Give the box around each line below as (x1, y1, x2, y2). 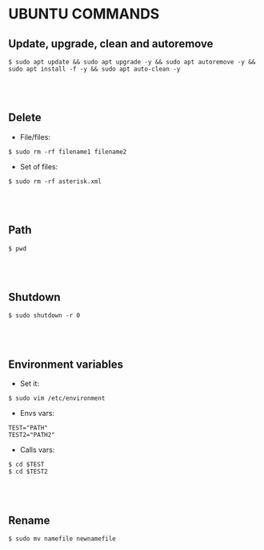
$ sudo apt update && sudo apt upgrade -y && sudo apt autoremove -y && (8, 58, 256, 66)
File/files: (19, 132, 50, 141)
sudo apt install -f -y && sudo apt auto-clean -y (8, 65, 181, 73)
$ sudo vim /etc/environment (8, 394, 106, 402)
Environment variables (8, 357, 124, 371)
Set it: (19, 379, 40, 389)
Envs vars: (19, 409, 54, 418)
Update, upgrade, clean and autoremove (8, 37, 214, 51)
